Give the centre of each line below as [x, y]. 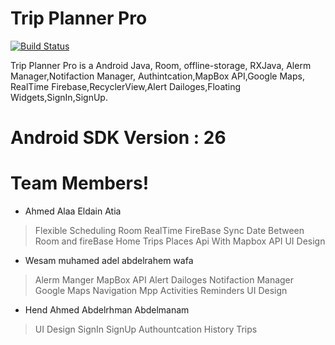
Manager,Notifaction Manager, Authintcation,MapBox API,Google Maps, [157, 76]
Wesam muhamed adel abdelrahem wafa [109, 261]
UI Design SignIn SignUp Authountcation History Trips [146, 329]
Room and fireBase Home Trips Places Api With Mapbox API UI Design [180, 241]
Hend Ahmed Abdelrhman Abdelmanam [107, 310]
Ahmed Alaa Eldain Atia [73, 211]
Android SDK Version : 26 [118, 138]
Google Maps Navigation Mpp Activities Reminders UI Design [161, 291]
